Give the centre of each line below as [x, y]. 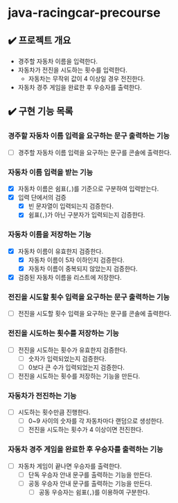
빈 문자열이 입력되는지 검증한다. [71, 206]
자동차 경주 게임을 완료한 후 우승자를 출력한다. [80, 87]
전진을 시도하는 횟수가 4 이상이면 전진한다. [86, 430]
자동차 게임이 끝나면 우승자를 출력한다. [70, 466]
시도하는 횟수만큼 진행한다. [54, 413]
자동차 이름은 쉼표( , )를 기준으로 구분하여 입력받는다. [88, 189]
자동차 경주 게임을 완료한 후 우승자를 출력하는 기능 [86, 449]
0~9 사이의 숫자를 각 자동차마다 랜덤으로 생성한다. [96, 421]
